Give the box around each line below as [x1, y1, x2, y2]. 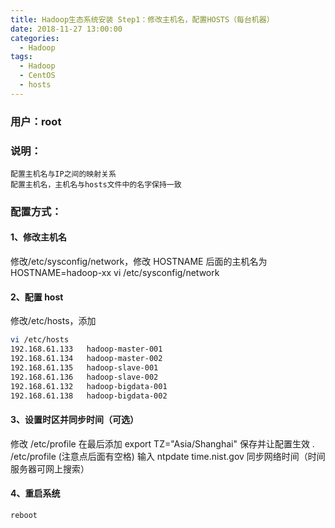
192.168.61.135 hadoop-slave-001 [10, 362, 159, 373]
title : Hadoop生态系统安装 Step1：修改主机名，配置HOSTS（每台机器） [10, 14, 275, 25]
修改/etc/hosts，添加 [10, 315, 97, 327]
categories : [10, 33, 60, 43]
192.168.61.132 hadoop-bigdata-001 [10, 381, 168, 391]
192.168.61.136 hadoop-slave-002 [10, 372, 159, 382]
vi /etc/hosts [10, 335, 70, 345]
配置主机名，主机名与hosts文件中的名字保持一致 [10, 179, 182, 190]
